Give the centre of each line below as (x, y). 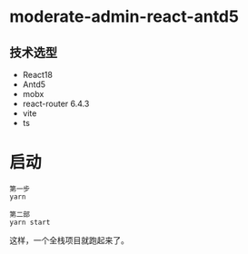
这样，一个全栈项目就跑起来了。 (69, 240)
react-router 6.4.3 (56, 103)
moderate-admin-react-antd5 (124, 17)
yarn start (30, 222)
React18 (37, 75)
